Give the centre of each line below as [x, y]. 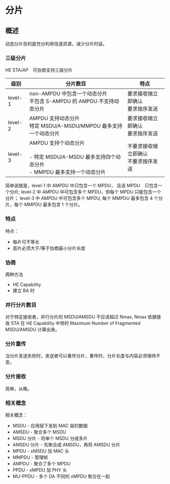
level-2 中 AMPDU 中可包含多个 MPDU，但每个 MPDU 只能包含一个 [91, 192]
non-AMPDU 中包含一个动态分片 [68, 94]
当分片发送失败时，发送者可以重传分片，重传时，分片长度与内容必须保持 [80, 356]
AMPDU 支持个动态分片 [57, 143]
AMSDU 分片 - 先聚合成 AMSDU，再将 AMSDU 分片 [66, 445]
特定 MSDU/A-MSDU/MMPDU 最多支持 [76, 126]
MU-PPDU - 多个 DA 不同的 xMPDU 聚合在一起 [61, 476]
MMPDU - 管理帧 [30, 457]
